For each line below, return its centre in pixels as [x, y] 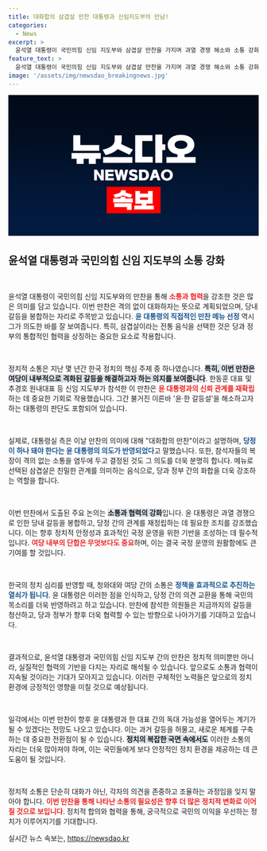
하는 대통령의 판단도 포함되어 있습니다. [68, 408]
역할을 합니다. [38, 481]
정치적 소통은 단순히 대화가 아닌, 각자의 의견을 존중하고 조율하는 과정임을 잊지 [128, 791]
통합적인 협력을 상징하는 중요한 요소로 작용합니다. [99, 336]
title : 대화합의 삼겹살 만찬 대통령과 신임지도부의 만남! [89, 17]
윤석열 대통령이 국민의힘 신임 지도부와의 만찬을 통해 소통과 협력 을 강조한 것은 [127, 297]
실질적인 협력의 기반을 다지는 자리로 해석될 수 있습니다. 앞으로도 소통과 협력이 [138, 667]
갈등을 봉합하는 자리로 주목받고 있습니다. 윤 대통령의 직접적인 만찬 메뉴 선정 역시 [132, 316]
